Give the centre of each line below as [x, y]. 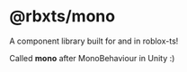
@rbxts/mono [62, 16]
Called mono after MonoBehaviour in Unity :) [92, 58]
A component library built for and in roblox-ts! [94, 41]
